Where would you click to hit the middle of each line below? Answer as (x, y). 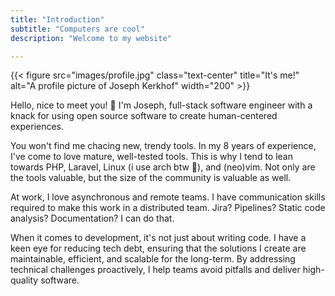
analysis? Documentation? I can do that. (92, 218)
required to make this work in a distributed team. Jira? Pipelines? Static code (168, 208)
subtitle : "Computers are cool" (77, 29)
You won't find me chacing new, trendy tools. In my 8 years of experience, (163, 146)
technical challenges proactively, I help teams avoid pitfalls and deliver (155, 270)
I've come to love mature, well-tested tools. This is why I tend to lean (151, 157)
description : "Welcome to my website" (91, 38)
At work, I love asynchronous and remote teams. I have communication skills (168, 197)
